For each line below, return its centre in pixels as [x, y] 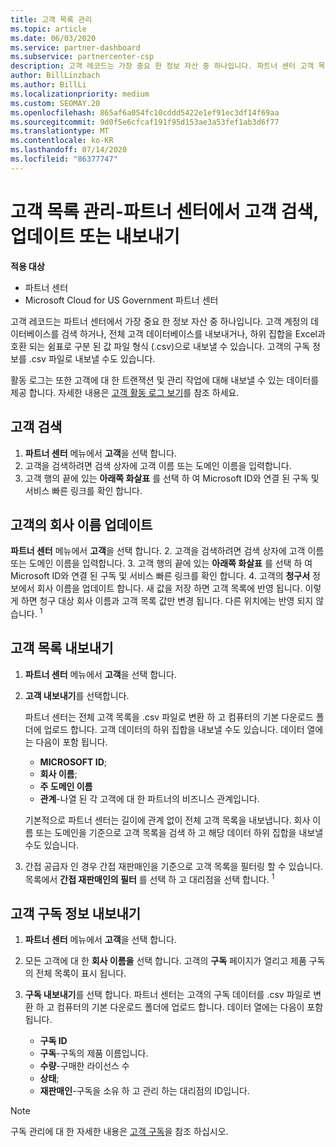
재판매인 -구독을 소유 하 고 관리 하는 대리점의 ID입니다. [144, 1091]
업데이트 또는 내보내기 [95, 236]
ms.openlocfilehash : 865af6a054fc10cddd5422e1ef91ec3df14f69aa [145, 112]
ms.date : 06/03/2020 [53, 38]
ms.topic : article [48, 29]
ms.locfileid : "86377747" [64, 159]
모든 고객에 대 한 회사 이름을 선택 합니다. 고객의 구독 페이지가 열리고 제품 [165, 961]
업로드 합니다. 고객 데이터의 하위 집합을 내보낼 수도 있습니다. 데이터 [174, 729]
